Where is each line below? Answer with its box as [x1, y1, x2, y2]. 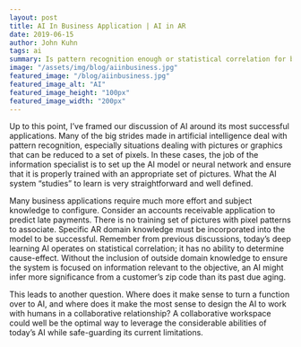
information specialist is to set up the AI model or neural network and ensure [9, 159, 292, 170]
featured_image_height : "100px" [9, 88, 130, 97]
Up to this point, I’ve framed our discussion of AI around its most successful [9, 121, 289, 132]
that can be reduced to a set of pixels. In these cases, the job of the [9, 150, 259, 160]
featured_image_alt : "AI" [9, 80, 106, 89]
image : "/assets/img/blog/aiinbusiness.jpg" [9, 64, 178, 73]
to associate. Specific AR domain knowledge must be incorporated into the [9, 224, 286, 235]
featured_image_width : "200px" [9, 96, 126, 106]
